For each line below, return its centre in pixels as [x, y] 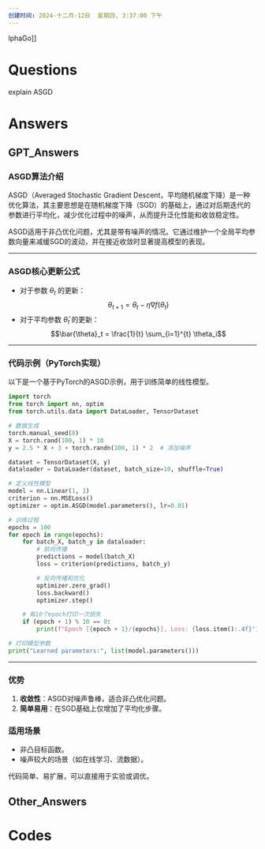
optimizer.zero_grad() [74, 585]
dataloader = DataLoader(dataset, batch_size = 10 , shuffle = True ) [116, 470]
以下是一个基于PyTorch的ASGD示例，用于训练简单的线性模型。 [111, 382]
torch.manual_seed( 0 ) [44, 433]
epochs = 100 [30, 527]
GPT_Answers [44, 153]
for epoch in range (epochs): [56, 535]
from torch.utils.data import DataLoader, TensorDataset [104, 411]
